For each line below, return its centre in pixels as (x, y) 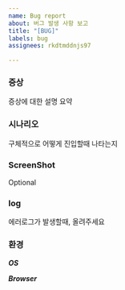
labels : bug (28, 38)
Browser (23, 278)
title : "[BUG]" (34, 31)
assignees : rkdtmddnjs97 (50, 46)
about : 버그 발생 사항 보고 (48, 23)
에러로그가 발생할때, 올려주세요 (57, 222)
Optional (22, 183)
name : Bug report (37, 16)
